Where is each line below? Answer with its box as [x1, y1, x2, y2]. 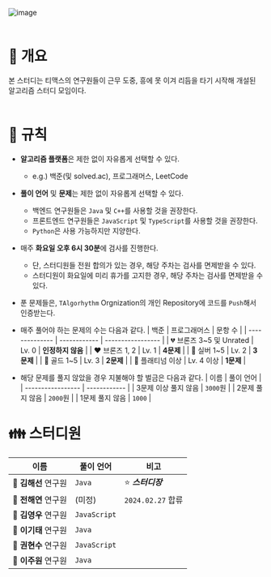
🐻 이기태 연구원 [12, 524, 67, 536]
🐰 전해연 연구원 [12, 494, 67, 506]
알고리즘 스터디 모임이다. [8, 85, 87, 95]
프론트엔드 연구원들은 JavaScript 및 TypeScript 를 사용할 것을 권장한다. [32, 216, 258, 225]
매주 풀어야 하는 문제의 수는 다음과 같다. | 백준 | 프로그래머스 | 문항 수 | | [19, 325, 247, 335]
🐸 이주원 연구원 [12, 555, 67, 566]
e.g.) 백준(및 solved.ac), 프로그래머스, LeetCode [32, 171, 188, 181]
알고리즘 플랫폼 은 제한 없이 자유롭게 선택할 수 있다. [19, 154, 180, 164]
